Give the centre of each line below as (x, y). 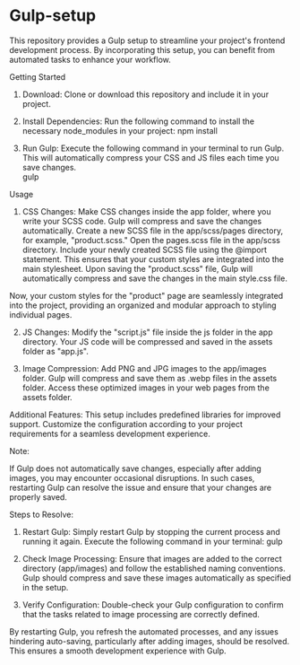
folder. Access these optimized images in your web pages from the (146, 388)
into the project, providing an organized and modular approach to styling (143, 305)
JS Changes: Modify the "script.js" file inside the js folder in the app (147, 332)
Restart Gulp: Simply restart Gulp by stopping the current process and (151, 531)
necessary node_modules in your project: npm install (120, 130)
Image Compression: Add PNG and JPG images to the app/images (144, 368)
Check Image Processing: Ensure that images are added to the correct (152, 558)
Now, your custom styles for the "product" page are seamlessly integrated (146, 295)
